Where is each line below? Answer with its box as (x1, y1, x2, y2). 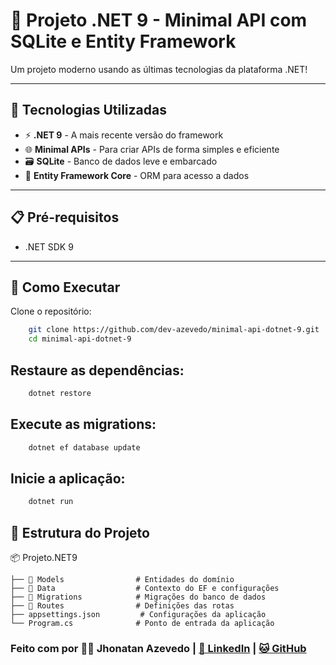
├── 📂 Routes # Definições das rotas (10, 601, 235, 611)
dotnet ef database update (28, 442, 141, 453)
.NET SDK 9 (24, 240, 74, 253)
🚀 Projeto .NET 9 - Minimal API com (10, 9, 308, 32)
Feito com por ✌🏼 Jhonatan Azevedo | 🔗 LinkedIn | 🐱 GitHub (10, 641, 307, 655)
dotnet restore (28, 388, 92, 398)
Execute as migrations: (10, 416, 157, 433)
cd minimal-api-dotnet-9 (28, 334, 132, 344)
